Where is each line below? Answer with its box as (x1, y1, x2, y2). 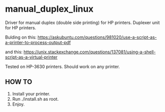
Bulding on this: (5, 34, 37, 40)
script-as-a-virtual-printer (5, 54, 58, 60)
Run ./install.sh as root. (12, 96, 59, 102)
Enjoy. (12, 101, 25, 107)
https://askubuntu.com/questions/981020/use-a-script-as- (37, 34, 157, 40)
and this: (5, 49, 23, 55)
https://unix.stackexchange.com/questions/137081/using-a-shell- (24, 49, 156, 55)
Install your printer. (12, 90, 51, 96)
